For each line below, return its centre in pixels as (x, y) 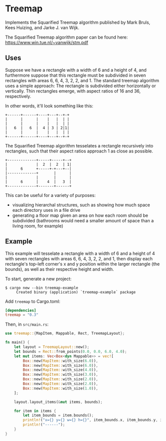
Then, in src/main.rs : (27, 324)
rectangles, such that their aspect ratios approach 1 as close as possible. (79, 151)
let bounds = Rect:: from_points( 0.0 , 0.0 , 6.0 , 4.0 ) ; (70, 351)
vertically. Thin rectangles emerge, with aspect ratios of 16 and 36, (73, 91)
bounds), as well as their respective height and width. (60, 269)
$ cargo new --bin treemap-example (42, 288)
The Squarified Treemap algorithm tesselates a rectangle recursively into (79, 146)
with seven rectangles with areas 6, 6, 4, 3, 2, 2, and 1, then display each (79, 258)
